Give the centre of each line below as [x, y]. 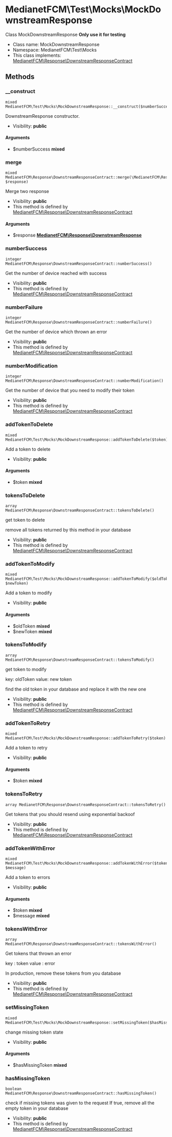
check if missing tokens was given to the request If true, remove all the [80, 1103]
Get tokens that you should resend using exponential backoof [70, 814]
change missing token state [34, 1032]
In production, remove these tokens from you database [63, 973]
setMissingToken [27, 1007]
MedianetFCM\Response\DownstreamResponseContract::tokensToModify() [80, 660]
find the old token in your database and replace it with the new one [76, 689]
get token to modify [26, 669]
